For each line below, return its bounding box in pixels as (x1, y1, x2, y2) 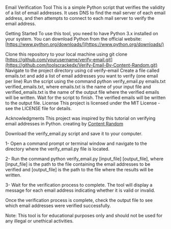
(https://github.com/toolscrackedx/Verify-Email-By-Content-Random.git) (5, 62, 158, 68)
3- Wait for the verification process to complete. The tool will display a (5, 182, 153, 188)
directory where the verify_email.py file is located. (5, 146, 110, 152)
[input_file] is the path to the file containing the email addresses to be (5, 161, 151, 167)
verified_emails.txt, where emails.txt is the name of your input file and (5, 84, 151, 90)
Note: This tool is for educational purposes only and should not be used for (5, 213, 163, 218)
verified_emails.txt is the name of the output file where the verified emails (5, 89, 159, 95)
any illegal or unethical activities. (5, 218, 74, 224)
